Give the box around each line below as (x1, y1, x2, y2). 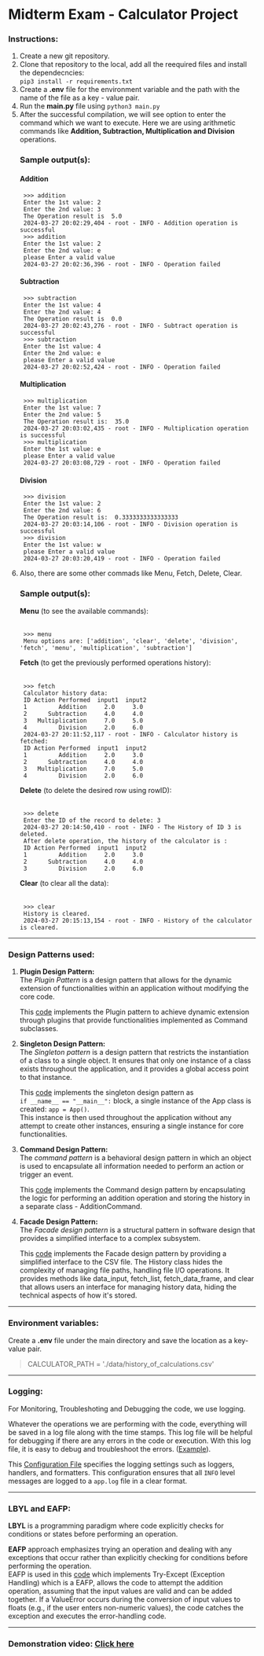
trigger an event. (19, 1169, 74, 1180)
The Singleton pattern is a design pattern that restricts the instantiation (19, 1048, 249, 1057)
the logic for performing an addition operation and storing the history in (19, 1193, 251, 1203)
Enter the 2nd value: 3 (23, 205, 101, 213)
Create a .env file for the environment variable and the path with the (19, 85, 240, 94)
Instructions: (8, 34, 59, 45)
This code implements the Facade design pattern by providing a (19, 1249, 227, 1258)
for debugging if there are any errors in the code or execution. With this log (8, 1436, 251, 1445)
